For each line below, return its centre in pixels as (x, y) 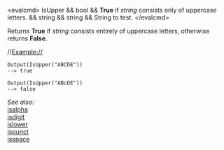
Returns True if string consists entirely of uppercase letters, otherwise (108, 31)
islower (17, 124)
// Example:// (25, 52)
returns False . (27, 38)
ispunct (18, 132)
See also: (21, 102)
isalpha (17, 110)
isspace (19, 139)
